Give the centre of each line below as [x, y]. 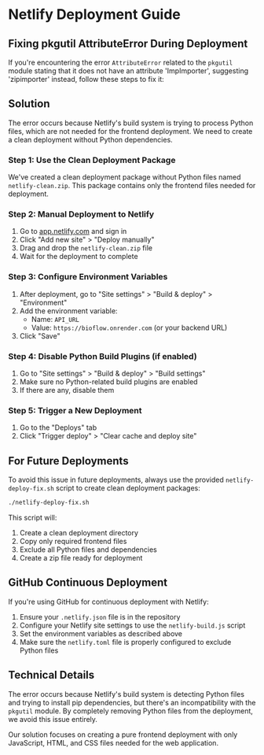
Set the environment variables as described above [101, 633]
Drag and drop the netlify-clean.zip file [86, 248]
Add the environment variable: [68, 311]
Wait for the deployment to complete [79, 257]
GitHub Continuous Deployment [88, 583]
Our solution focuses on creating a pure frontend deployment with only [123, 735]
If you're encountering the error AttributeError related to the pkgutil [121, 62]
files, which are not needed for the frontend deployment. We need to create [130, 131]
